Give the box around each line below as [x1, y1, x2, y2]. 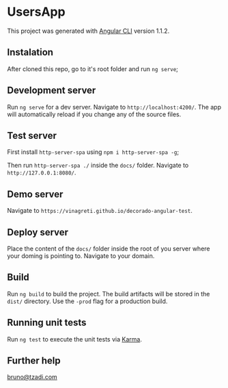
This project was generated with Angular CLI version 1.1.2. [7, 27, 170, 35]
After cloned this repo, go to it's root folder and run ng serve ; [7, 64, 179, 73]
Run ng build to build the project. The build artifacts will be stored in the [7, 289, 210, 298]
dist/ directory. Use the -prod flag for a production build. [7, 297, 168, 305]
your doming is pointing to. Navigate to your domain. [7, 252, 155, 260]
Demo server [7, 188, 63, 200]
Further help [7, 355, 61, 367]
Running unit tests [7, 317, 87, 328]
